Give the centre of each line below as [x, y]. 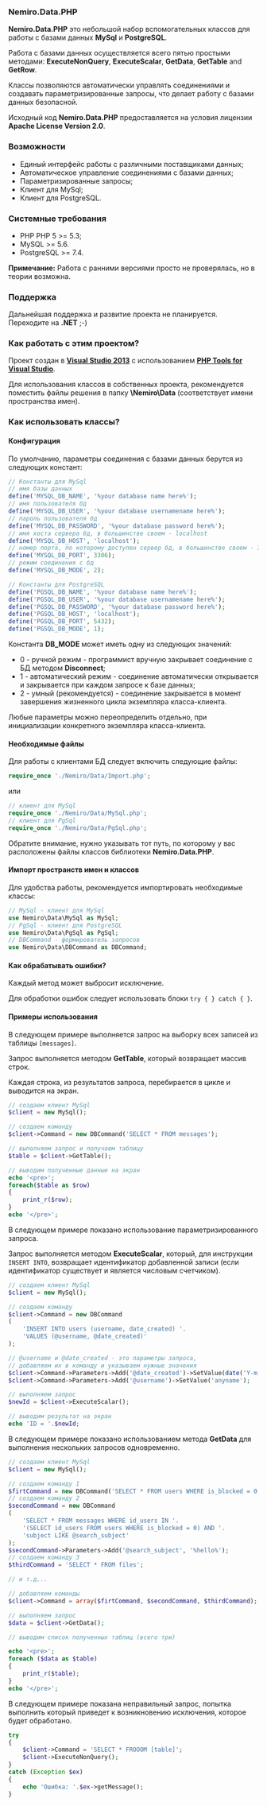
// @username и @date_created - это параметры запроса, [103, 1358]
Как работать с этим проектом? [74, 343]
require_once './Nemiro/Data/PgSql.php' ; [78, 828]
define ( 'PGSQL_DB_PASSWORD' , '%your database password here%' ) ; [117, 607]
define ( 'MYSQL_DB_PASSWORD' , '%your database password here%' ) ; [117, 526]
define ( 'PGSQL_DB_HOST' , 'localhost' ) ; [74, 614]
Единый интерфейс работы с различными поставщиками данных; [132, 164]
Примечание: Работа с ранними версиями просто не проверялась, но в [132, 268]
